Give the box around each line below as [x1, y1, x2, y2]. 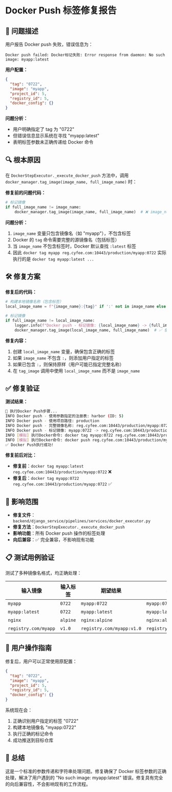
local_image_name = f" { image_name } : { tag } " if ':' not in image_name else [5, 304, 166, 309]
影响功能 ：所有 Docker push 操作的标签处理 [12, 530, 105, 536]
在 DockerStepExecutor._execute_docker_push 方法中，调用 [5, 172, 129, 178]
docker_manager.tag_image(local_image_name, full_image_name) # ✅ [14, 328, 162, 333]
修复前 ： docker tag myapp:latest [12, 463, 84, 469]
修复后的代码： [5, 289, 37, 295]
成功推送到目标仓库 [12, 737, 54, 743]
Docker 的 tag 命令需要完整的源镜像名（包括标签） [12, 236, 120, 242]
